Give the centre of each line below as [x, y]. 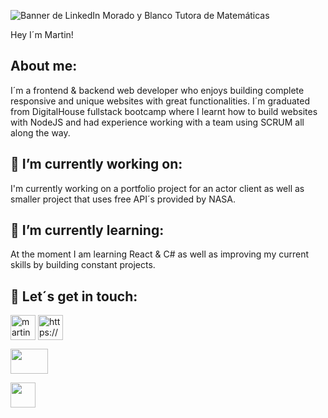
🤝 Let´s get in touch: [74, 296]
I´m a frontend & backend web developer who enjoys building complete [157, 90]
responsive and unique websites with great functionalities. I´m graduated [160, 101]
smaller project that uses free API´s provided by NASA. [123, 199]
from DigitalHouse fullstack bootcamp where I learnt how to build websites [164, 111]
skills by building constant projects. [83, 265]
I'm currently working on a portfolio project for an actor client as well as [157, 188]
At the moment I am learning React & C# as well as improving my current [160, 254]
